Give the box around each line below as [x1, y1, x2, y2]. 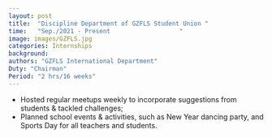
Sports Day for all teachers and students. [19, 120, 158, 130]
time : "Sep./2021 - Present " [8, 27, 183, 35]
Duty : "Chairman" [8, 65, 67, 73]
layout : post [8, 11, 53, 20]
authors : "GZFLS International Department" [8, 58, 158, 66]
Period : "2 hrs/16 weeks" [8, 72, 96, 80]
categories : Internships [8, 42, 93, 50]
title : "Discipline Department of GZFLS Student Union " [8, 19, 209, 28]
